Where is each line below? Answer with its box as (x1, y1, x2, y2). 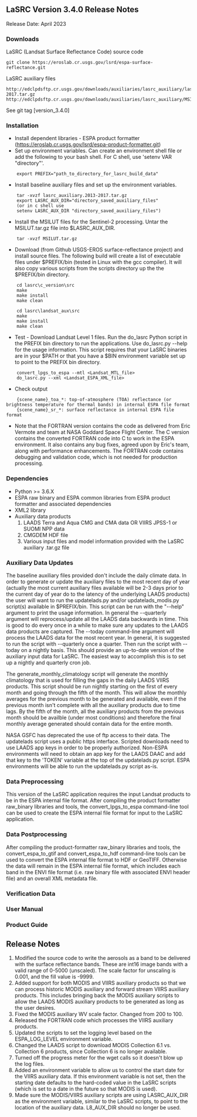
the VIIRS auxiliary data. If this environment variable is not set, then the (14, 1073, 186, 1080)
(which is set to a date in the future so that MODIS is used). (14, 1085, 157, 1092)
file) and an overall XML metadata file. (6, 875, 98, 882)
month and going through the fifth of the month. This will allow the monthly (6, 689, 187, 696)
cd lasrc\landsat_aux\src (16, 308, 80, 314)
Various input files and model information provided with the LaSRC (23, 538, 184, 545)
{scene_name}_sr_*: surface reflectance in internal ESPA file (16, 407, 175, 413)
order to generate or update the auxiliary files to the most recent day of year (6, 578, 190, 585)
